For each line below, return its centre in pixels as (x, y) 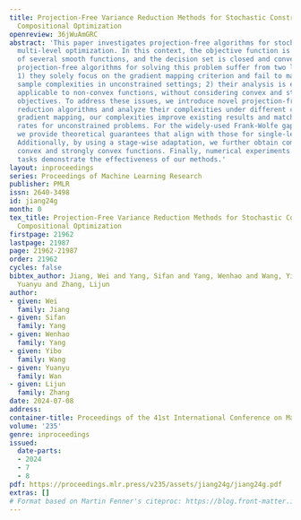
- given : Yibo (36, 351)
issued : (24, 443)
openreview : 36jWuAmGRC (54, 34)
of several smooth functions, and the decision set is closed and (144, 59)
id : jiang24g (34, 201)
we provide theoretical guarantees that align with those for (136, 134)
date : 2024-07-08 (42, 401)
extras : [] (30, 493)
